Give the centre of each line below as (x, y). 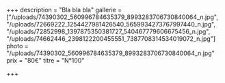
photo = (17, 46)
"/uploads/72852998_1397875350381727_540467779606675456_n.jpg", (108, 31)
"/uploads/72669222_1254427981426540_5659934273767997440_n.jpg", (111, 24)
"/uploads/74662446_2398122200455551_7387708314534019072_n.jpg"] (111, 39)
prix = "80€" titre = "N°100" (45, 60)
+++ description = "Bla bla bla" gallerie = (64, 10)
